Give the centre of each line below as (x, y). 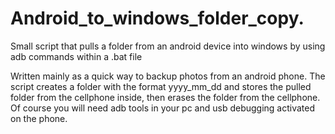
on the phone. (39, 118)
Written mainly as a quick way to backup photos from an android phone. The (168, 76)
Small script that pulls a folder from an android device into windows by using (168, 46)
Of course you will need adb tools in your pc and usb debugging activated (163, 108)
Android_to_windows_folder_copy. (157, 18)
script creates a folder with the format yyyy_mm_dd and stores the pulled (161, 86)
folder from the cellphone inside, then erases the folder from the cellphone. (165, 97)
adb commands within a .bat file (76, 56)
